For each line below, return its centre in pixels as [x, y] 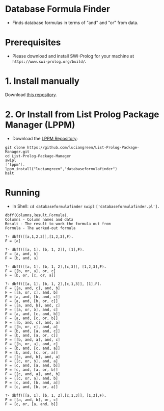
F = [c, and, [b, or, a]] [31, 387]
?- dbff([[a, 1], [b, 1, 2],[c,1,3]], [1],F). [54, 284]
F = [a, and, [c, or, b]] [31, 318]
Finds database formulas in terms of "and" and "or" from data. [75, 23]
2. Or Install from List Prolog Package [82, 114]
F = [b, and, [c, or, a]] [31, 352]
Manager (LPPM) [40, 125]
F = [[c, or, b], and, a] [31, 361]
